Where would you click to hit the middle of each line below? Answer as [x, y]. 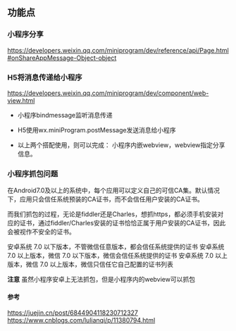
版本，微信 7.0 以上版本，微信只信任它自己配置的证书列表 [91, 264]
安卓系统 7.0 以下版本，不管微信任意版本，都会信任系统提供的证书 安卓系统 [116, 247]
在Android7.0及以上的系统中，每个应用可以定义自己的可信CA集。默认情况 [114, 191]
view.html [21, 100]
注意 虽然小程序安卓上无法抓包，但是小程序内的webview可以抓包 [101, 280]
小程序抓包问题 [33, 173]
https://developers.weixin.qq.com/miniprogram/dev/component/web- [108, 93]
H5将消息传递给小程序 [45, 77]
